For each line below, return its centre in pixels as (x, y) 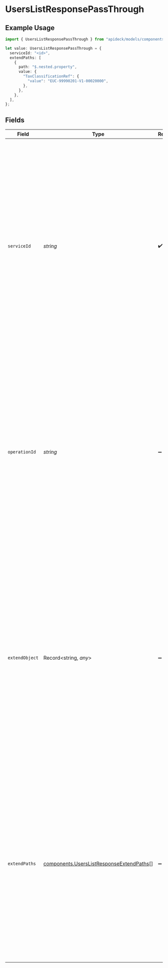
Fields (15, 120)
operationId (22, 452)
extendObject (23, 658)
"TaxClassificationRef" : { (51, 76)
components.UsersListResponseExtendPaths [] (98, 864)
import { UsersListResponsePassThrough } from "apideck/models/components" (86, 39)
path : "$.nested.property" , (48, 67)
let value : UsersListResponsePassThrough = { (53, 48)
